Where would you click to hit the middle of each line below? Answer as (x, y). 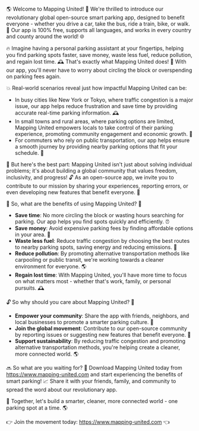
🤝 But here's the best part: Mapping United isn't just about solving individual (99, 164)
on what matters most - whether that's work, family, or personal (93, 281)
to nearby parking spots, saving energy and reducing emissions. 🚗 (96, 247)
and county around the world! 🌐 (45, 36)
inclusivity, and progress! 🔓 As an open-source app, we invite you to (90, 177)
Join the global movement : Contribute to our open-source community (101, 328)
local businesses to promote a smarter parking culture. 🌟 (84, 322)
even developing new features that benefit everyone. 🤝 (73, 192)
